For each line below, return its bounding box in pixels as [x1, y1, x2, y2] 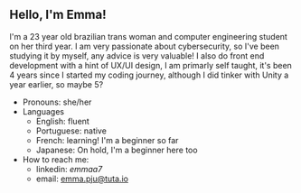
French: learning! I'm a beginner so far [35, 134, 179, 145]
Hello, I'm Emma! [9, 7, 107, 23]
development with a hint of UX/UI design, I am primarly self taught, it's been [9, 60, 292, 70]
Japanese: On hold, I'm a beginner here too [35, 144, 198, 155]
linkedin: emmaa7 [35, 163, 103, 174]
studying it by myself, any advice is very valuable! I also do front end [9, 50, 265, 61]
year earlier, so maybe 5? [9, 78, 104, 89]
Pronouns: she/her [22, 96, 92, 107]
